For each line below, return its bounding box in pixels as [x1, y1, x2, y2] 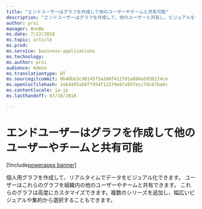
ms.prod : [6, 43, 28, 49]
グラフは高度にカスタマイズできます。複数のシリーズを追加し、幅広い [16, 189, 190, 196]
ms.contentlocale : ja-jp [6, 87, 69, 93]
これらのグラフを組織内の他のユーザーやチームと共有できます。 [22, 181, 179, 189]
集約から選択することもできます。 [32, 196, 116, 204]
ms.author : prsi [6, 59, 47, 65]
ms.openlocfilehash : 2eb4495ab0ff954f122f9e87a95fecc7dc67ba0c [6, 82, 168, 88]
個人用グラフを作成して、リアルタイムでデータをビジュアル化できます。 [6, 173, 184, 181]
